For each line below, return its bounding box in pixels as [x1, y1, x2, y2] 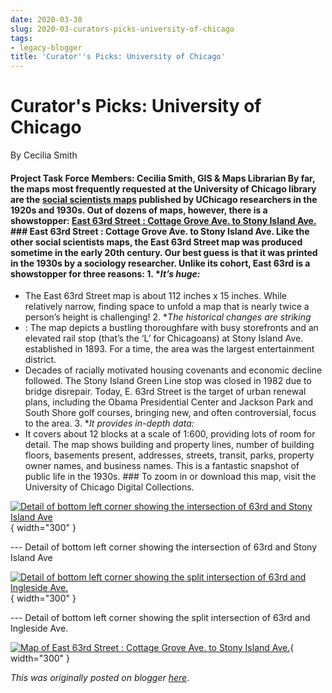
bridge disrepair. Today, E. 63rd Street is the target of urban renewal [24, 386, 307, 398]
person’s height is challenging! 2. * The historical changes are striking [24, 311, 312, 323]
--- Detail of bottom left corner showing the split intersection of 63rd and [10, 612, 311, 624]
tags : [10, 33, 33, 43]
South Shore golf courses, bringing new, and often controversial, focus [24, 407, 317, 419]
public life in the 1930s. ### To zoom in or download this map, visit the [24, 471, 317, 483]
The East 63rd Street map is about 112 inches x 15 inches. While [24, 290, 287, 302]
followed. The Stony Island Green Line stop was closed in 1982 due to [24, 375, 312, 387]
